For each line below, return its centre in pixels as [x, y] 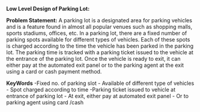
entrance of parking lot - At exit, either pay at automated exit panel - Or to [98, 96]
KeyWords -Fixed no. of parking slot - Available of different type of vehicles [100, 83]
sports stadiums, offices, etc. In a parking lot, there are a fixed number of [97, 33]
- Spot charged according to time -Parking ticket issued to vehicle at [91, 89]
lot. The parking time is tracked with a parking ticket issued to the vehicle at [100, 52]
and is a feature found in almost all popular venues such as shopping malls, [99, 27]
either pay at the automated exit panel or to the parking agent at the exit [95, 65]
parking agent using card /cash [45, 102]
